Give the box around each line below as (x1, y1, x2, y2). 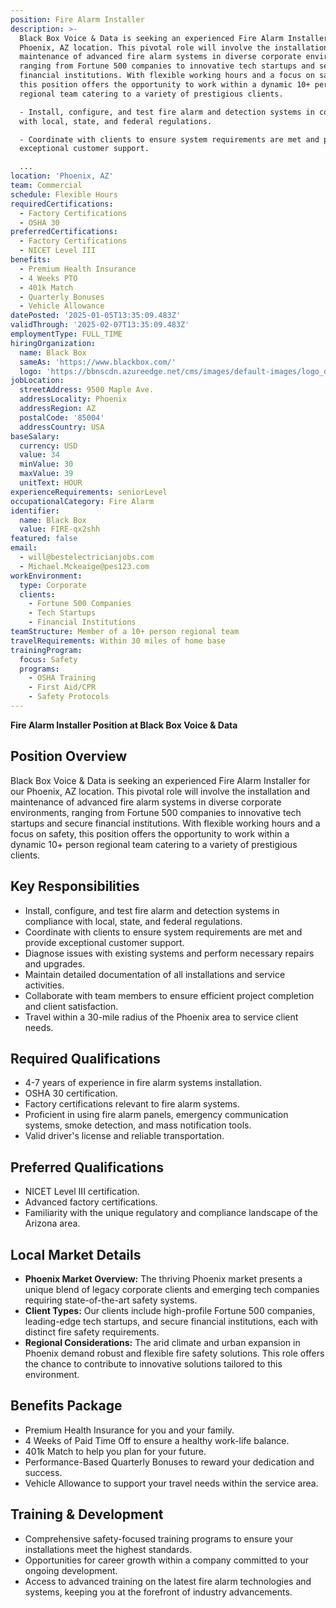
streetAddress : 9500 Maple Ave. (19, 385, 155, 395)
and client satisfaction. (24, 1000, 119, 1012)
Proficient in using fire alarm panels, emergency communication (24, 1109, 289, 1121)
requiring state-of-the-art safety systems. (24, 1294, 198, 1306)
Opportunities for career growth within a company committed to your (24, 1554, 309, 1566)
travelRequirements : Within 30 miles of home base (10, 636, 226, 646)
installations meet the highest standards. (24, 1543, 193, 1555)
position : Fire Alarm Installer (10, 14, 145, 25)
